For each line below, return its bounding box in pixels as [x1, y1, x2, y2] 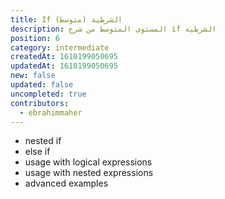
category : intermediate [10, 42, 110, 53]
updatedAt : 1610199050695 [10, 61, 118, 71]
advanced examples [24, 177, 109, 190]
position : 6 [10, 33, 60, 43]
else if [24, 146, 51, 158]
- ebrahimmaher [19, 107, 83, 118]
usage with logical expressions [24, 156, 153, 168]
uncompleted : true [10, 89, 87, 99]
